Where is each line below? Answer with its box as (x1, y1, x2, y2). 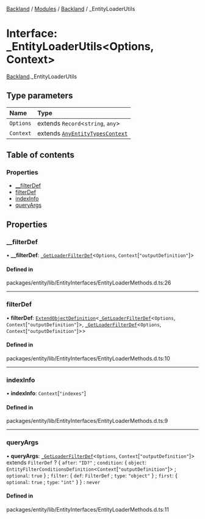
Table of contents (6, 150, 74, 160)
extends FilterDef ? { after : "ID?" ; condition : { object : (6, 458, 146, 466)
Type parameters (6, 91, 73, 101)
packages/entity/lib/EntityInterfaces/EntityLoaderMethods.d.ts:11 (6, 506, 169, 513)
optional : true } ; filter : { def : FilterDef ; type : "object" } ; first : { (6, 471, 178, 479)
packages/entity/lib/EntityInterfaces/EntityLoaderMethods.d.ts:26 (6, 279, 171, 286)
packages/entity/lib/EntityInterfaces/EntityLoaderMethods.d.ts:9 (6, 417, 168, 425)
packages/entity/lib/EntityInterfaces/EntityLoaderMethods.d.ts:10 (6, 354, 171, 362)
